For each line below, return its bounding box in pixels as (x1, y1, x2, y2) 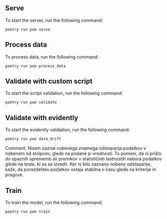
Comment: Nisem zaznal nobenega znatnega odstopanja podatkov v (5, 145, 146, 151)
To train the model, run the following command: (5, 199, 103, 205)
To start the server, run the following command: (5, 17, 103, 23)
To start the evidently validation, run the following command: (5, 127, 130, 133)
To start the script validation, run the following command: (5, 90, 123, 96)
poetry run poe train (5, 209, 50, 214)
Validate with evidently (5, 113, 78, 122)
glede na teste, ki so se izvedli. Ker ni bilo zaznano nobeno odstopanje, (5, 161, 151, 167)
